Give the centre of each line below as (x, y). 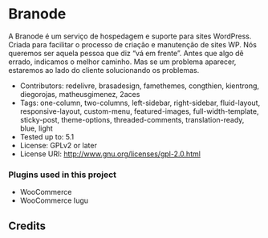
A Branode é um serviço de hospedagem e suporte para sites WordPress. (130, 36)
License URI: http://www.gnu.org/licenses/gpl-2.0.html (110, 154)
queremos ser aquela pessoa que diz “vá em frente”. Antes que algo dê (126, 53)
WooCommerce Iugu (54, 200)
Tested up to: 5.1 (47, 136)
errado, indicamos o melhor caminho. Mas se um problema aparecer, (122, 62)
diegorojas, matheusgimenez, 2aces (80, 94)
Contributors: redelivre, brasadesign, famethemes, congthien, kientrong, (139, 86)
